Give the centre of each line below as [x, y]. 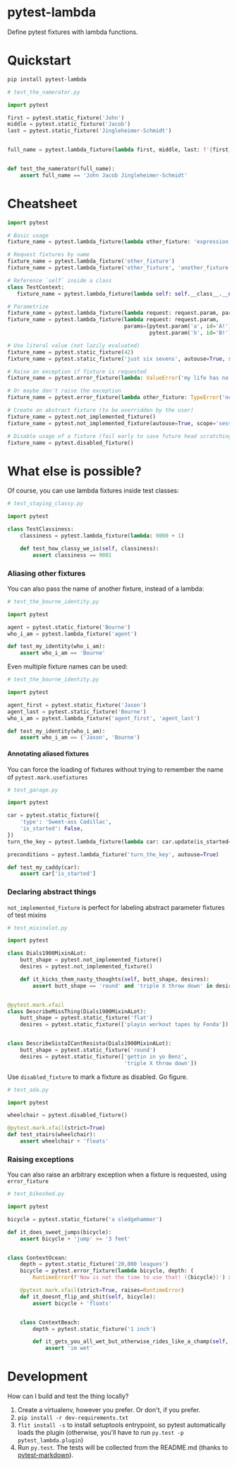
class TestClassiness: [41, 529]
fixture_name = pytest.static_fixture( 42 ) [71, 352]
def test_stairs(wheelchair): [52, 1135]
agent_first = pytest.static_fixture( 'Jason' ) [77, 705]
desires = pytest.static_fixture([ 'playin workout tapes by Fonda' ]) [124, 1025]
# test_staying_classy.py [45, 504]
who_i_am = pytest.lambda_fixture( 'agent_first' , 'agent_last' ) [104, 718]
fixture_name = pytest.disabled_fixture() [71, 443]
